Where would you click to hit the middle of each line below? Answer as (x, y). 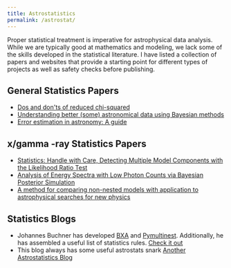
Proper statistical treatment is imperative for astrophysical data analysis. (110, 39)
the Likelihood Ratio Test (52, 168)
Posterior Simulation (46, 182)
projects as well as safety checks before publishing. (81, 69)
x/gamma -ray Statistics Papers (77, 143)
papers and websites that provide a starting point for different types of (108, 61)
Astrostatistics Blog (45, 257)
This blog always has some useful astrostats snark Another (101, 250)
